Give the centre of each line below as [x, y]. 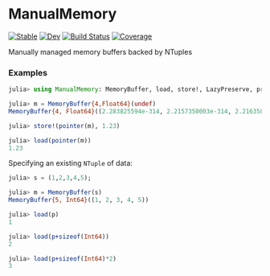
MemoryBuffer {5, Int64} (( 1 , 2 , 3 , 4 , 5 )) [79, 200]
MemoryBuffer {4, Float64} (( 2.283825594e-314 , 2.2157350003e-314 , [120, 111]
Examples [28, 72]
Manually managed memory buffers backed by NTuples [100, 51]
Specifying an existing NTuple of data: [70, 163]
